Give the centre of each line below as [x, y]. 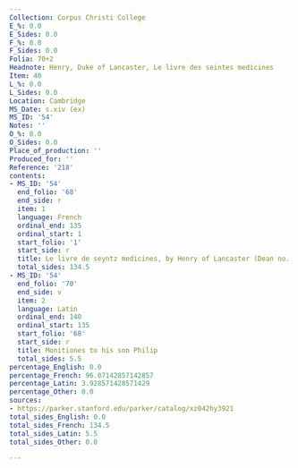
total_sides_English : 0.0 [57, 417]
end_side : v [40, 292]
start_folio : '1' [50, 243]
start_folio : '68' [52, 334]
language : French [50, 217]
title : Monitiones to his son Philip [88, 350]
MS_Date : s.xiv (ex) [48, 109]
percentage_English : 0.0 [55, 367]
